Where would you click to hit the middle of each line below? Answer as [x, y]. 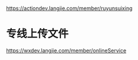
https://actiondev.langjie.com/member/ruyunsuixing [69, 8]
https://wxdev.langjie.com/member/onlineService [66, 51]
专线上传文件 [38, 34]
